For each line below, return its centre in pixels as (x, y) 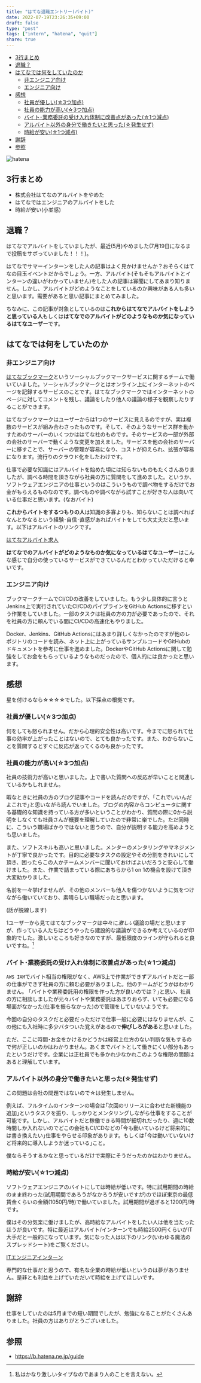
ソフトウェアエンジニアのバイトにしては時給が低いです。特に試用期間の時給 (100, 1187)
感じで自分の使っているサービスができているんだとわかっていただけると (100, 560)
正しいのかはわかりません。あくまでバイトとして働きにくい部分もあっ (108, 1046)
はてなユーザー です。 (37, 323)
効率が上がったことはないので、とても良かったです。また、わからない (102, 738)
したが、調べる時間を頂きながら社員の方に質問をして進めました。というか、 (100, 477)
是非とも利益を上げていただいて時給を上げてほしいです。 (87, 1277)
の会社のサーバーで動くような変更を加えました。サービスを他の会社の (93, 442)
